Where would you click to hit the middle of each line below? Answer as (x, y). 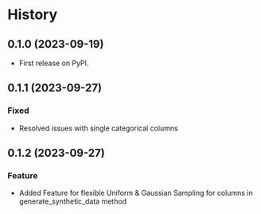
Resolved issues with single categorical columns (98, 128)
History (33, 15)
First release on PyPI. (54, 63)
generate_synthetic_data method (73, 201)
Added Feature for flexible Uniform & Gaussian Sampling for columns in (136, 193)
